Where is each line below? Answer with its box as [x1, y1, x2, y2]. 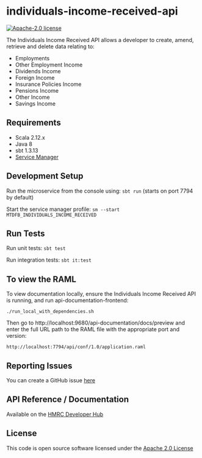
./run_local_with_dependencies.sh [6, 309, 95, 315]
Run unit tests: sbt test [6, 245, 66, 252]
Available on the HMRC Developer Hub [6, 410, 104, 418]
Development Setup [6, 171, 84, 181]
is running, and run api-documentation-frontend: [6, 297, 129, 304]
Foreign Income [15, 74, 55, 81]
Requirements [6, 118, 61, 128]
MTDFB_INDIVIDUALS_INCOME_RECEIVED [6, 212, 97, 218]
